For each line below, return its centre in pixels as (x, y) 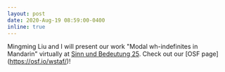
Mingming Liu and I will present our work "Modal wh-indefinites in (103, 47)
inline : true (26, 27)
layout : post (26, 14)
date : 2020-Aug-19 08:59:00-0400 (56, 20)
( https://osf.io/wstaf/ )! (39, 62)
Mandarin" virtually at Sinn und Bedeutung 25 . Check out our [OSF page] (113, 54)
